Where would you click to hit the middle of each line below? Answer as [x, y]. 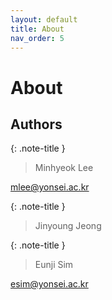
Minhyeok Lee [64, 168]
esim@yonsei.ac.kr [49, 284]
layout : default [44, 19]
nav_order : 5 [37, 38]
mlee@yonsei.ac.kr [50, 187]
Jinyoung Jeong [68, 226]
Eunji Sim [54, 265]
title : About [37, 29]
